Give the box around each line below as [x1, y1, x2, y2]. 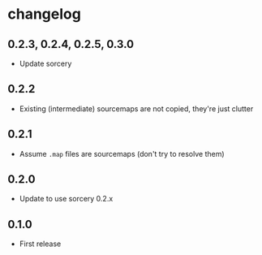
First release [19, 239, 62, 249]
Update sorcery [19, 58, 72, 68]
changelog [7, 5, 82, 24]
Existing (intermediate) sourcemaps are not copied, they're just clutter [19, 103, 254, 114]
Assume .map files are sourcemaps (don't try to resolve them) [19, 149, 225, 158]
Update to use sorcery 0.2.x [19, 194, 114, 204]
